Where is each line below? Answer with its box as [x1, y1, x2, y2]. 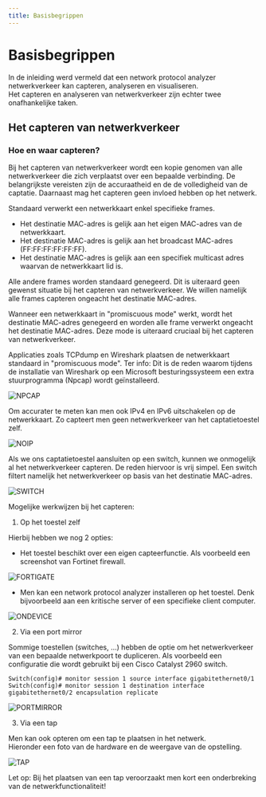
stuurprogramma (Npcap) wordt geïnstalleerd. [8, 375, 160, 385]
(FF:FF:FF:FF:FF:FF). [19, 245, 88, 254]
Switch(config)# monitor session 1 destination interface [8, 682, 205, 690]
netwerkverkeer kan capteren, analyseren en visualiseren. [8, 80, 199, 90]
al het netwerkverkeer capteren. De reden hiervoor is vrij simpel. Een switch [8, 463, 257, 473]
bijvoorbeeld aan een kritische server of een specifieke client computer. [19, 596, 256, 606]
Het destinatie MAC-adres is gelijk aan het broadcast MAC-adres [19, 236, 233, 245]
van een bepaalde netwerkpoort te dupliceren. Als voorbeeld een [8, 651, 222, 661]
